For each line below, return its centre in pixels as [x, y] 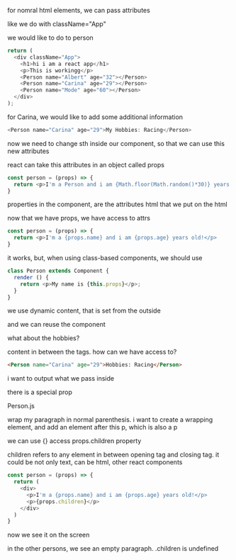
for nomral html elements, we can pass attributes [79, 10]
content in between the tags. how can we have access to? [92, 352]
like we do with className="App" [57, 24]
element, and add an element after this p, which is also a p [92, 427]
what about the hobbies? [44, 338]
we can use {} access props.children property [74, 441]
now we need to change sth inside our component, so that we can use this [116, 143]
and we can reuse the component [56, 325]
